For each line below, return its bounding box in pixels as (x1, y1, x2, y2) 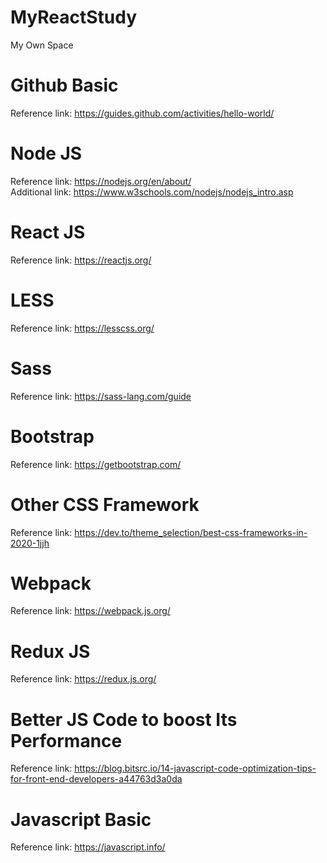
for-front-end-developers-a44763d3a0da (10, 773, 183, 785)
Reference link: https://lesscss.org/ (10, 322, 155, 334)
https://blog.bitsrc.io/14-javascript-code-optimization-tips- (74, 762, 317, 775)
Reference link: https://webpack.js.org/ (10, 605, 171, 617)
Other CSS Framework (10, 493, 200, 516)
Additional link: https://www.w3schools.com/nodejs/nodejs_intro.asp (10, 186, 294, 198)
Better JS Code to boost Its (10, 708, 238, 731)
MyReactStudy (10, 6, 138, 29)
